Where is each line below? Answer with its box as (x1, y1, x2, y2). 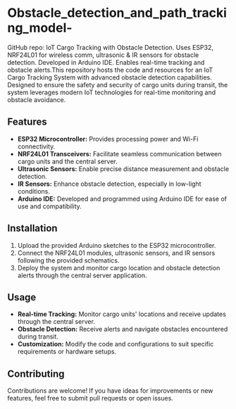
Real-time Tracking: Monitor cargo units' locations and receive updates (17, 310, 227, 318)
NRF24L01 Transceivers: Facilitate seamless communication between (17, 149, 222, 158)
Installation (7, 222, 58, 234)
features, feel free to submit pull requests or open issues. (7, 394, 174, 403)
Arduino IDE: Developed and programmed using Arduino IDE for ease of (17, 194, 228, 203)
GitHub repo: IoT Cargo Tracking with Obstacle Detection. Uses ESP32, (7, 43, 213, 51)
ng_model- (7, 20, 73, 36)
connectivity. (17, 142, 56, 151)
